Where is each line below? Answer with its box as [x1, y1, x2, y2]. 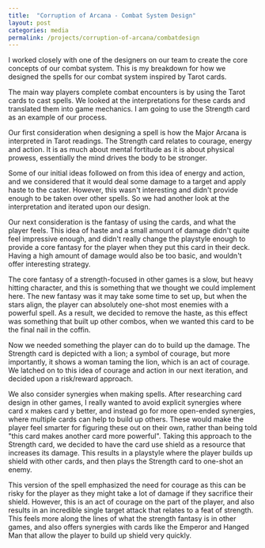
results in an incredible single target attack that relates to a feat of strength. [8, 505, 254, 515]
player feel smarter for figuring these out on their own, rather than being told [8, 423, 258, 433]
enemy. [8, 465, 32, 474]
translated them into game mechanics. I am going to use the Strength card [8, 104, 251, 114]
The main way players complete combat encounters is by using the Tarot [8, 88, 246, 97]
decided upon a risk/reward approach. [8, 374, 134, 384]
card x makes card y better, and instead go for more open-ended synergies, [8, 406, 256, 416]
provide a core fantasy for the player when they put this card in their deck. [8, 243, 251, 252]
